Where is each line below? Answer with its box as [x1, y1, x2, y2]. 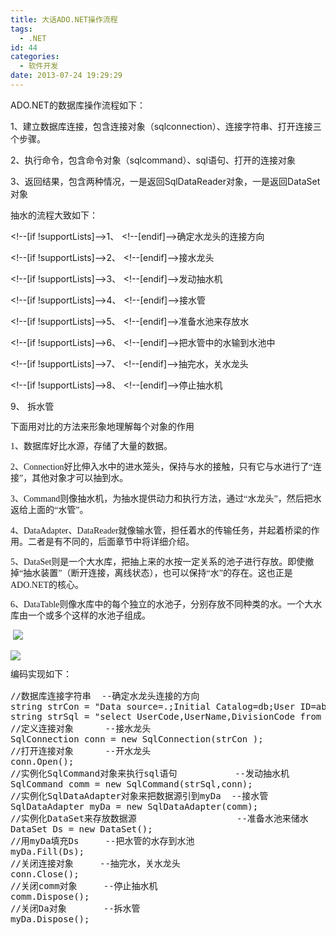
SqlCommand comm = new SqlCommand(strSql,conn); [10, 778, 253, 790]
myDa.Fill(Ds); [10, 846, 85, 857]
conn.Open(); [10, 756, 75, 767]
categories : [10, 52, 60, 62]
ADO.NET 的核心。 [10, 578, 85, 590]
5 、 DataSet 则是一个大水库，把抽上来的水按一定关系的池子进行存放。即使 [10, 555, 306, 567]
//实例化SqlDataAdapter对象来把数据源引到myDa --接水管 [10, 790, 269, 801]
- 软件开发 [19, 61, 59, 71]
